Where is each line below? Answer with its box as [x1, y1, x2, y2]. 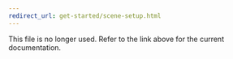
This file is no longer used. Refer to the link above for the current [8, 34, 225, 44]
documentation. [8, 42, 62, 53]
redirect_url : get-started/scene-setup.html [8, 11, 162, 20]
